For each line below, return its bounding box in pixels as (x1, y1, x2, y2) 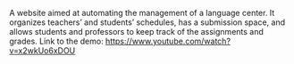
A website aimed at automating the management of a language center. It (9, 8, 275, 18)
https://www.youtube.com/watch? (105, 36, 231, 46)
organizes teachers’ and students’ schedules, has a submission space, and (9, 17, 286, 28)
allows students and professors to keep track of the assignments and (9, 27, 264, 36)
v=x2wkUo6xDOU (9, 45, 76, 56)
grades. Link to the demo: (9, 36, 105, 46)
